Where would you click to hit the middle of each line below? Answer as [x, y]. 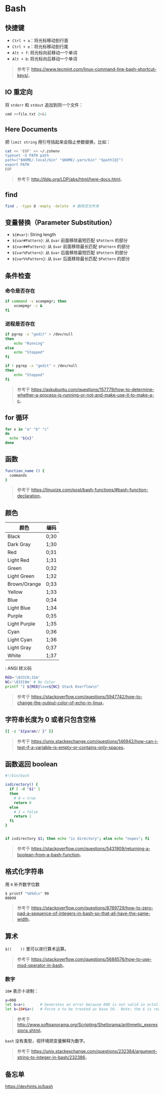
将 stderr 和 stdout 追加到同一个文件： [44, 105]
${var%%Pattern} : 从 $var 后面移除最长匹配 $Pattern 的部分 [71, 259]
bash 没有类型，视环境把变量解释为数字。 [46, 1041]
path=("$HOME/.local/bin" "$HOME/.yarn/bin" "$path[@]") [64, 160]
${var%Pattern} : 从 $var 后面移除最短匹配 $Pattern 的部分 [70, 253]
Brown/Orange [24, 584]
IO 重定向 [19, 92]
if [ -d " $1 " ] [25, 789]
